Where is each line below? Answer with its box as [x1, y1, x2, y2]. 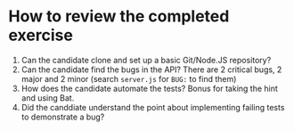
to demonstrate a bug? [20, 111, 105, 122]
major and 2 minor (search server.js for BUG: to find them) [20, 73, 237, 84]
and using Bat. [20, 92, 75, 103]
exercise [8, 25, 73, 45]
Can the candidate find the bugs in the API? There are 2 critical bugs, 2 [20, 64, 282, 75]
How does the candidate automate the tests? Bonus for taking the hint [20, 83, 278, 94]
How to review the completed [8, 6, 230, 27]
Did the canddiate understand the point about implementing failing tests [20, 102, 285, 112]
